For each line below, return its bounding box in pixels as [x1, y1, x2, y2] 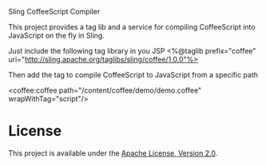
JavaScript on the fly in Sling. [8, 31, 105, 40]
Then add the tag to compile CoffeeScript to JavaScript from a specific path [8, 70, 258, 79]
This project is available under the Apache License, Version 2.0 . [8, 148, 218, 158]
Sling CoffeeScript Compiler [8, 7, 101, 16]
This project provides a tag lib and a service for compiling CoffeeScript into [8, 22, 256, 31]
